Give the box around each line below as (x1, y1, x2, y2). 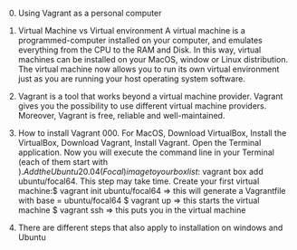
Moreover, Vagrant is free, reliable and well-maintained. (17, 111, 225, 120)
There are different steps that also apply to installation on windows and (17, 222, 283, 233)
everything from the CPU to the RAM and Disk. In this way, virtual (17, 44, 262, 55)
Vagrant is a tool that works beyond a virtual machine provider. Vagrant (17, 91, 283, 101)
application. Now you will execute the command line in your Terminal (17, 147, 274, 158)
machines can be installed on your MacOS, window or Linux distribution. (17, 54, 289, 64)
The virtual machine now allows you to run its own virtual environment (17, 63, 280, 74)
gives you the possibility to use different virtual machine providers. (17, 101, 267, 111)
